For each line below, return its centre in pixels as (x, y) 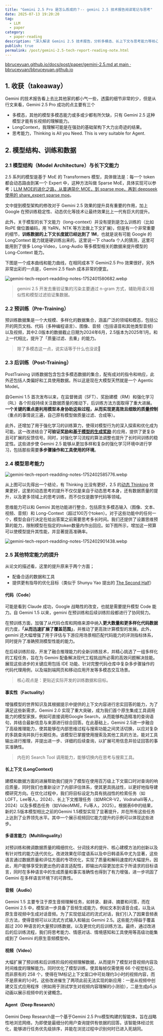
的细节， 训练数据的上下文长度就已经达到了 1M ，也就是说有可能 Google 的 (78, 234)
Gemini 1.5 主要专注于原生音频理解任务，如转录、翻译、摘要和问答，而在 (78, 902)
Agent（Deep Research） (31, 1005)
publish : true (19, 46)
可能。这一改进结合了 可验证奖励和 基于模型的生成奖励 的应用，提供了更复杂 (80, 431)
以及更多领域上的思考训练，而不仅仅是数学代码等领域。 (69, 497)
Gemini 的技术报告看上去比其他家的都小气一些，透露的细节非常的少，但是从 (81, 98)
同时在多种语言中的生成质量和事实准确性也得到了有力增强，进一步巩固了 (86, 872)
